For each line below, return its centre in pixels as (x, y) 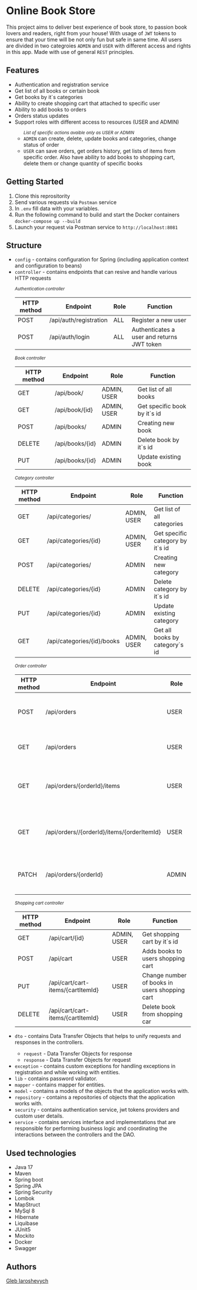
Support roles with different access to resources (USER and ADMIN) (97, 122)
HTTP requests (33, 278)
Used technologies (41, 1153)
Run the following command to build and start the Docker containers (97, 215)
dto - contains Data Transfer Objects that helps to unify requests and (98, 1036)
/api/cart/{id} (67, 938)
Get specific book (162, 406)
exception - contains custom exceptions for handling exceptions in (95, 1066)
